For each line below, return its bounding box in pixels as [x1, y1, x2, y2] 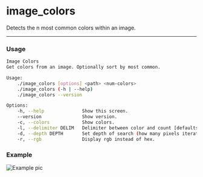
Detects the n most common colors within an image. [6, 24, 136, 31]
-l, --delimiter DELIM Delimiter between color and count [17, 125, 172, 131]
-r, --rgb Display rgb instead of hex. [17, 136, 155, 142]
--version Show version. [17, 114, 118, 120]
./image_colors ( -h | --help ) [17, 86, 94, 92]
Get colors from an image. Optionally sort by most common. [6, 64, 161, 70]
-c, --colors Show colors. [17, 119, 115, 126]
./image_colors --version [17, 92, 83, 98]
